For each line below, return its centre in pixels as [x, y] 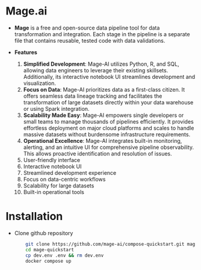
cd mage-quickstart [50, 250]
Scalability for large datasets [59, 186]
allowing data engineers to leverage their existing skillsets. [96, 70]
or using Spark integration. [56, 108]
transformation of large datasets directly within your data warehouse [108, 102]
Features [26, 52]
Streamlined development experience [70, 172]
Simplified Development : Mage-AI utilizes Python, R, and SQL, [101, 64]
